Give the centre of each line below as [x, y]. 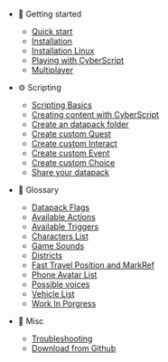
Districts [47, 255]
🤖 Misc [31, 321]
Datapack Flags [61, 207]
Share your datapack [70, 172]
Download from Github [74, 348]
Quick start [52, 31]
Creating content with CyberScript [95, 114]
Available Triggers [65, 227]
